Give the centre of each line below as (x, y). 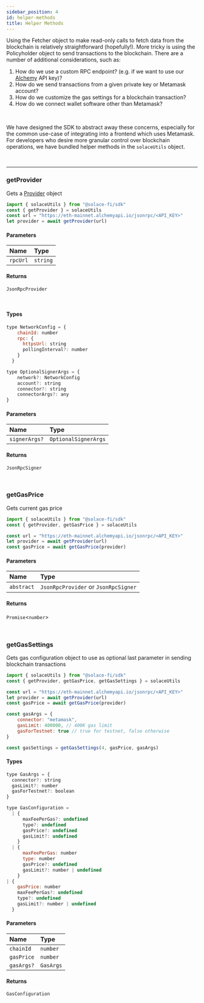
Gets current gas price (34, 508)
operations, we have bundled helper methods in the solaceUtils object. (96, 147)
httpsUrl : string (44, 344)
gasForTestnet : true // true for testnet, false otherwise (93, 731)
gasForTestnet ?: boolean (43, 791)
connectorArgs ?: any (43, 395)
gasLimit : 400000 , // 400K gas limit (65, 726)
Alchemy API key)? (39, 78)
